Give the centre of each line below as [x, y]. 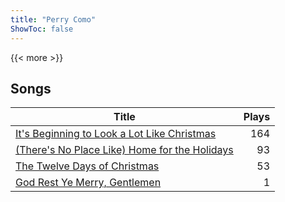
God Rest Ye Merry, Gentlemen [88, 183]
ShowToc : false [42, 29]
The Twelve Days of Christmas [87, 166]
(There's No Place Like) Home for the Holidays [124, 150]
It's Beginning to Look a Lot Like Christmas [116, 134]
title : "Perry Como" [53, 19]
